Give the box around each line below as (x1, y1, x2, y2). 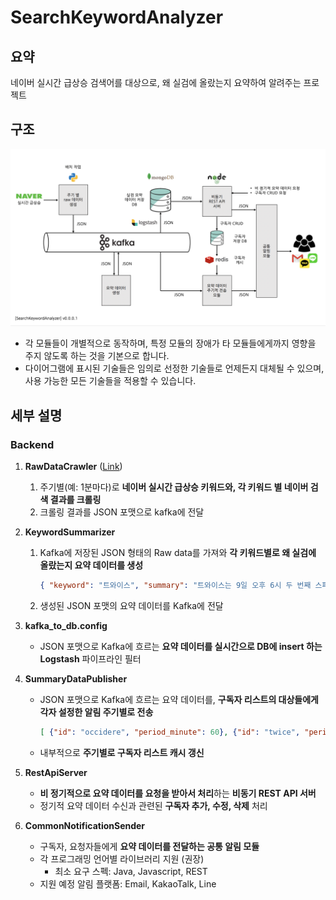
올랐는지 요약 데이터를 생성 (39, 559, 144, 571)
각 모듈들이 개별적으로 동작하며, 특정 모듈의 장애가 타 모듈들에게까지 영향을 (24, 337, 317, 350)
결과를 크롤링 (49, 494, 102, 505)
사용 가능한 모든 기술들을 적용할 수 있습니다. (24, 375, 197, 387)
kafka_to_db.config (24, 619, 108, 631)
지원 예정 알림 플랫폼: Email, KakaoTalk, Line (39, 877, 217, 890)
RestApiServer (24, 766, 88, 778)
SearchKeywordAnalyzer (10, 6, 224, 29)
